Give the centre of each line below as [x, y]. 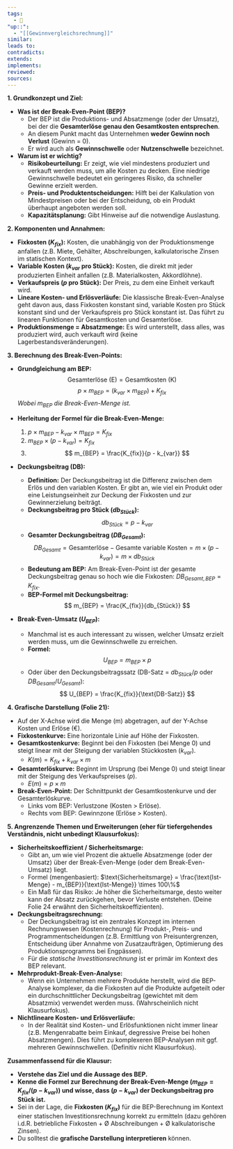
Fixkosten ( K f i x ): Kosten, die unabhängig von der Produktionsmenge [115, 243]
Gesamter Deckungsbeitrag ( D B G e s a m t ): [87, 536]
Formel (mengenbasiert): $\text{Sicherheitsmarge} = [103, 877]
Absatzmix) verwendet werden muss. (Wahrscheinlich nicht [113, 1003]
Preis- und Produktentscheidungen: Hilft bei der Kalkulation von [121, 193]
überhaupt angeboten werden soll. [77, 208]
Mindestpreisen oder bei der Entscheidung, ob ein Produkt [112, 201]
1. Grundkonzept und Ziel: [45, 98]
